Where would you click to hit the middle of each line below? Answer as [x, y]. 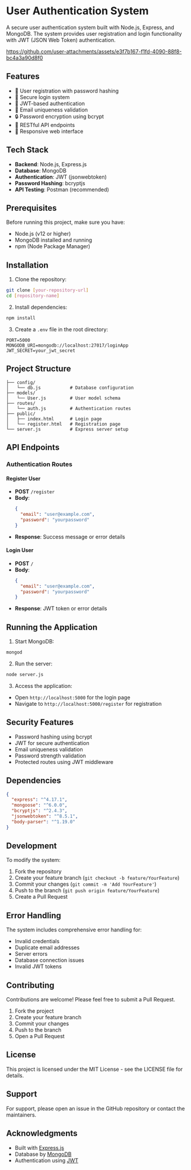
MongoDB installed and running [53, 240]
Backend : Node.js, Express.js [51, 164]
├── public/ [21, 414]
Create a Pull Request [41, 897]
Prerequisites [31, 208]
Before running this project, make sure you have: [66, 222]
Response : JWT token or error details [61, 608]
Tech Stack [27, 150]
